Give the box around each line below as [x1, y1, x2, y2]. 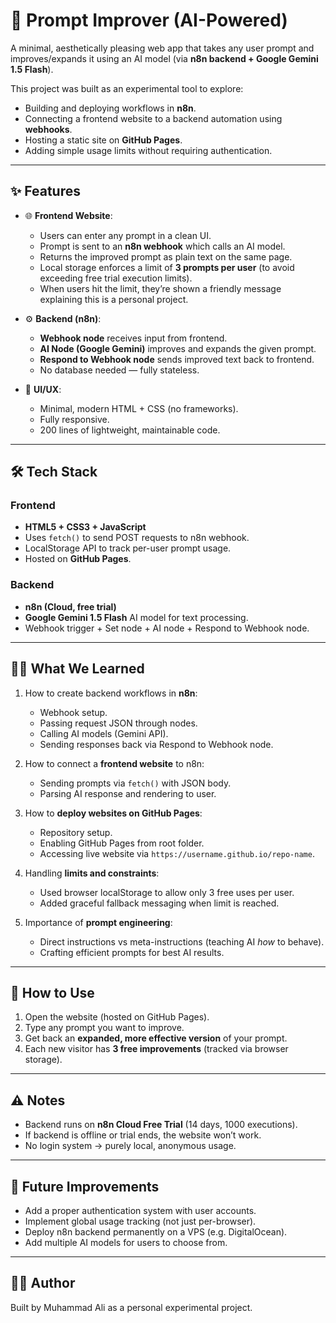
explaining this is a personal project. [39, 293, 189, 305]
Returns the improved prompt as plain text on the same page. [39, 250, 293, 263]
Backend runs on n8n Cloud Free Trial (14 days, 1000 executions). [24, 1119, 298, 1131]
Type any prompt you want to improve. [24, 1022, 185, 1034]
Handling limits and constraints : [24, 867, 160, 879]
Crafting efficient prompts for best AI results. [39, 946, 225, 958]
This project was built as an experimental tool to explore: [10, 82, 244, 94]
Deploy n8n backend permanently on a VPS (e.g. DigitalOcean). [24, 1225, 288, 1238]
